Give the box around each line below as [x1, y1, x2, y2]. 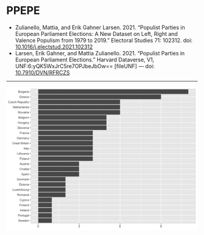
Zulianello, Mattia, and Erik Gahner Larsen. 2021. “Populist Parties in [15, 24, 185, 31]
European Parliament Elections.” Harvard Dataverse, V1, [15, 56, 155, 63]
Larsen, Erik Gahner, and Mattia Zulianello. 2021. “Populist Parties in [15, 49, 185, 56]
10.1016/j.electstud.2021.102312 [15, 43, 93, 50]
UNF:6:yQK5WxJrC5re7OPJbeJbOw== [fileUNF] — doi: [15, 62, 155, 70]
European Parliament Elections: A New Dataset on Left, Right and [15, 30, 178, 37]
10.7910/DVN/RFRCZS [15, 69, 70, 76]
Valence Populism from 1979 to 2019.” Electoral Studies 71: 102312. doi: [15, 36, 193, 44]
